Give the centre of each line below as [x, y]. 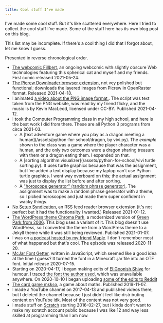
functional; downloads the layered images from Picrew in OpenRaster [81, 88]
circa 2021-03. [27, 129]
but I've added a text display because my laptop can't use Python [85, 170]
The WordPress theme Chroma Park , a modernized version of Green [81, 217]
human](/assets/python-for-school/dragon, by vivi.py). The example [88, 140]
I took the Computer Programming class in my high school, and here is [82, 119]
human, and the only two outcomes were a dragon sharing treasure [87, 150]
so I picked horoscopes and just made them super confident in [82, 196]
